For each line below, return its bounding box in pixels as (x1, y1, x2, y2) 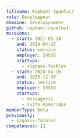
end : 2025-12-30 (16, 74, 57, 80)
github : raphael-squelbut (6, 25, 69, 31)
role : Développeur (6, 14, 51, 20)
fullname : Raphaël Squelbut (6, 8, 75, 15)
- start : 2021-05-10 (11, 36, 61, 42)
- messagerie (21, 96, 54, 102)
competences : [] (6, 123, 46, 129)
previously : (6, 112, 35, 118)
